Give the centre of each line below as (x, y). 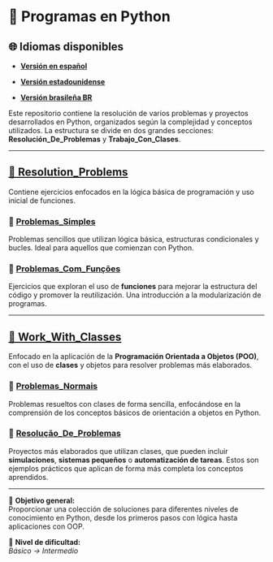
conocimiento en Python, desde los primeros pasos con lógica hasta (123, 517)
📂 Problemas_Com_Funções (65, 269)
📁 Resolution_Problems (68, 173)
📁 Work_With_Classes (65, 337)
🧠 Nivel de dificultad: (45, 542)
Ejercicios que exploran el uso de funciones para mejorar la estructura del (133, 287)
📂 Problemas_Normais (53, 387)
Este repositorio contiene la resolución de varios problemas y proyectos (129, 113)
